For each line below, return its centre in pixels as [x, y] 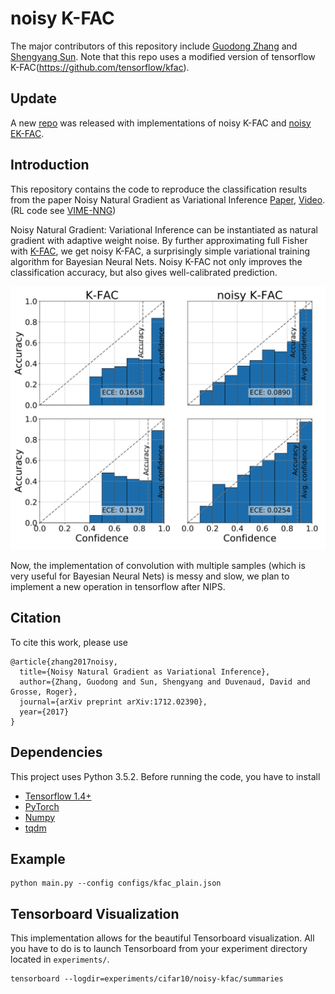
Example [38, 858]
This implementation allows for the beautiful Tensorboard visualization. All [162, 938]
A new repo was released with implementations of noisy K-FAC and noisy [161, 123]
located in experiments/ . [60, 959]
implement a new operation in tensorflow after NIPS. [118, 586]
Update [34, 98]
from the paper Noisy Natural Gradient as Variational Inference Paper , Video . [168, 199]
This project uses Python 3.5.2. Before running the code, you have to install [165, 776]
